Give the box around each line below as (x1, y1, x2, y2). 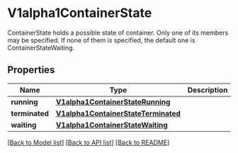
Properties (7, 64, 55, 76)
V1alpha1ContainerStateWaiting (55, 120, 168, 130)
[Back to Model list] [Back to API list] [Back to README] (7, 138, 170, 147)
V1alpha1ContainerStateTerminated (55, 108, 181, 118)
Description (187, 85, 228, 95)
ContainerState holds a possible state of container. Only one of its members (7, 28, 229, 37)
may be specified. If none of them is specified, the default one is (7, 35, 195, 44)
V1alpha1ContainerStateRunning (55, 97, 171, 107)
